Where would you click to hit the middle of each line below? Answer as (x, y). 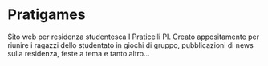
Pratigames (47, 15)
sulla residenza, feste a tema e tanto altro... (79, 53)
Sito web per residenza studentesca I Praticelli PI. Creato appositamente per (134, 37)
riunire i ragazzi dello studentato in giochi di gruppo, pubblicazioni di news (130, 45)
